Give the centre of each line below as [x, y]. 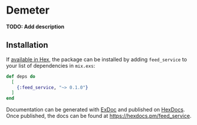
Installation [27, 45]
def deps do [21, 76]
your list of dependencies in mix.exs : [51, 65]
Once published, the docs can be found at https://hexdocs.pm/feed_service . [99, 116]
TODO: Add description [35, 27]
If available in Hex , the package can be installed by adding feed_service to [97, 59]
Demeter [28, 10]
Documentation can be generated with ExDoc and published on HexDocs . [96, 110]
